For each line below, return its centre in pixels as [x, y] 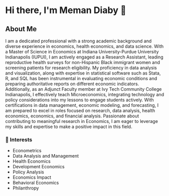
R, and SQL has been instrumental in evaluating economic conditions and [81, 78]
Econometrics [27, 151]
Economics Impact [32, 177]
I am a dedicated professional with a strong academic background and [78, 41]
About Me [21, 29]
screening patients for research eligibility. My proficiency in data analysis [81, 68]
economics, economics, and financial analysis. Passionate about [72, 116]
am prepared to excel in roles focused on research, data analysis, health [80, 111]
